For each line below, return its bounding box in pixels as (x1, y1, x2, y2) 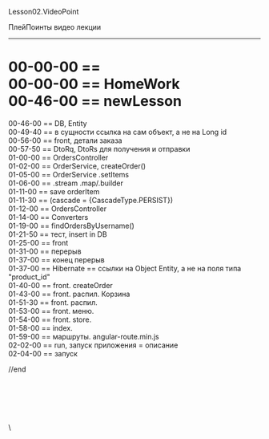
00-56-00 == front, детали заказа (8, 136, 122, 145)
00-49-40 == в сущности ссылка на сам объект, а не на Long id (8, 127, 227, 136)
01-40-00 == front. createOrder (8, 280, 114, 290)
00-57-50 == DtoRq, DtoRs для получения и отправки (8, 144, 191, 153)
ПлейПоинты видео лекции (8, 22, 102, 31)
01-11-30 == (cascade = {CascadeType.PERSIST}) (8, 195, 174, 205)
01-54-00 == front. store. (8, 315, 92, 324)
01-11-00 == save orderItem (8, 186, 100, 196)
